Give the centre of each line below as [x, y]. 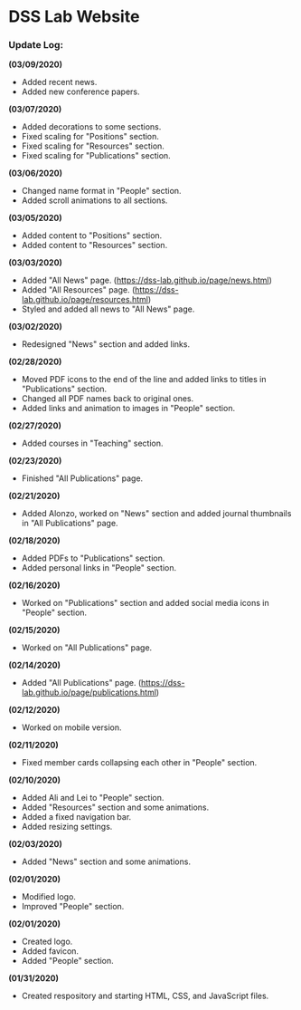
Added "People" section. [67, 961]
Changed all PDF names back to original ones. [108, 399]
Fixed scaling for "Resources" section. [93, 146]
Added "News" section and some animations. [106, 861]
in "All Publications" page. [70, 524]
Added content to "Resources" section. [94, 245]
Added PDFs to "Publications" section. [93, 558]
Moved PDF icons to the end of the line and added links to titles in [144, 380]
